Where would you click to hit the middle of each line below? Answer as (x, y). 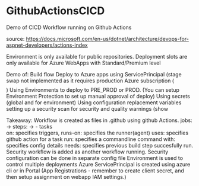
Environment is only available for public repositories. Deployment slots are (97, 56)
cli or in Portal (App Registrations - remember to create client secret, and (95, 171)
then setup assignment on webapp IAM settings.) (66, 177)
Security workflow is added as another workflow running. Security (87, 152)
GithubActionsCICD (56, 11)
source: (15, 39)
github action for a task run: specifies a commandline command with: (91, 139)
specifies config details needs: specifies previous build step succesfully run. (100, 145)
